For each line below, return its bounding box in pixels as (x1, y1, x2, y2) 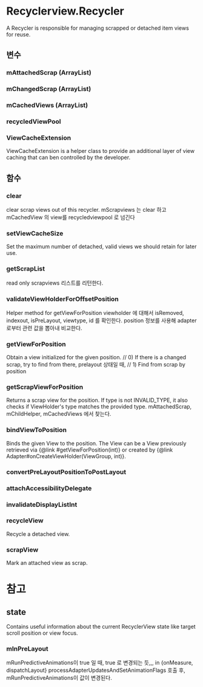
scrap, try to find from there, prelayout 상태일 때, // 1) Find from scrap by (6, 361, 186, 368)
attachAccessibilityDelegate (6, 484, 92, 492)
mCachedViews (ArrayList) (6, 101, 88, 110)
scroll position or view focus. (6, 629, 78, 637)
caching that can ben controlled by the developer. (6, 154, 131, 161)
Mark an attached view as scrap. (6, 560, 88, 567)
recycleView (6, 516, 44, 525)
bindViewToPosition (6, 426, 67, 435)
